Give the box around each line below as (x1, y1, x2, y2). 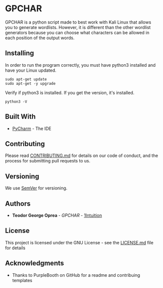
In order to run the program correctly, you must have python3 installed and (5, 62, 156, 68)
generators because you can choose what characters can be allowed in (5, 29, 149, 35)
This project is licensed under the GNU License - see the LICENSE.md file (5, 239, 154, 245)
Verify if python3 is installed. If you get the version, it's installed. (5, 89, 135, 96)
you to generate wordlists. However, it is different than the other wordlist (5, 24, 151, 30)
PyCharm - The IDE (12, 126, 51, 131)
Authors (5, 199, 31, 208)
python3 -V (5, 99, 27, 104)
